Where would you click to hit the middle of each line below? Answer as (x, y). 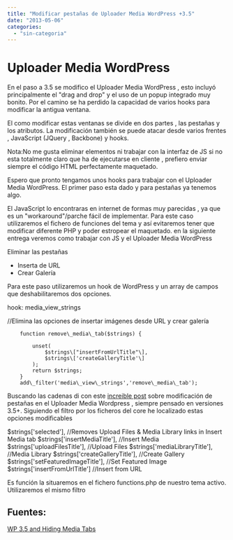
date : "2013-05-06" (36, 20)
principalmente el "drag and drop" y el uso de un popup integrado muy (109, 95)
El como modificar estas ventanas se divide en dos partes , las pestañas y (114, 123)
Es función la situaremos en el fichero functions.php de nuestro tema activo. (117, 483)
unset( (42, 346)
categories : (24, 27)
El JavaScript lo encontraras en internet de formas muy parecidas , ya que (114, 209)
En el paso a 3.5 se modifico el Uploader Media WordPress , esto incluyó (112, 88)
